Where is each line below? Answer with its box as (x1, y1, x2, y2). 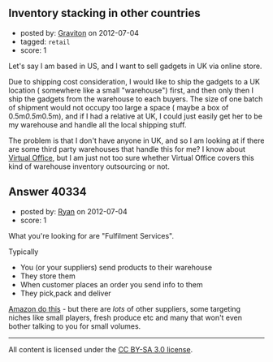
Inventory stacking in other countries (8, 6, 201, 20)
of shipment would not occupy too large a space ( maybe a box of (8, 102, 229, 112)
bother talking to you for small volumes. (8, 321, 141, 331)
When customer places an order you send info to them (19, 279, 203, 289)
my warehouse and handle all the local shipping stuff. (8, 119, 187, 129)
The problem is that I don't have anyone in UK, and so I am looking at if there (8, 136, 265, 145)
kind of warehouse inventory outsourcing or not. (8, 162, 171, 171)
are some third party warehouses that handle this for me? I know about (8, 144, 246, 153)
